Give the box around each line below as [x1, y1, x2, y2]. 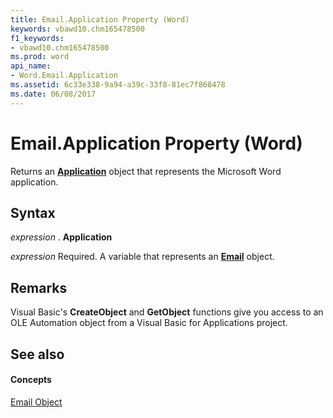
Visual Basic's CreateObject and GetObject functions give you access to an [10, 306, 324, 318]
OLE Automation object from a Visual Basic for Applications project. [10, 317, 288, 329]
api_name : [10, 61, 52, 71]
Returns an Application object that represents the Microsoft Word [10, 165, 282, 177]
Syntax [10, 204, 56, 221]
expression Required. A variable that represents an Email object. [10, 251, 275, 263]
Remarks [10, 279, 68, 296]
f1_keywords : [10, 33, 65, 43]
